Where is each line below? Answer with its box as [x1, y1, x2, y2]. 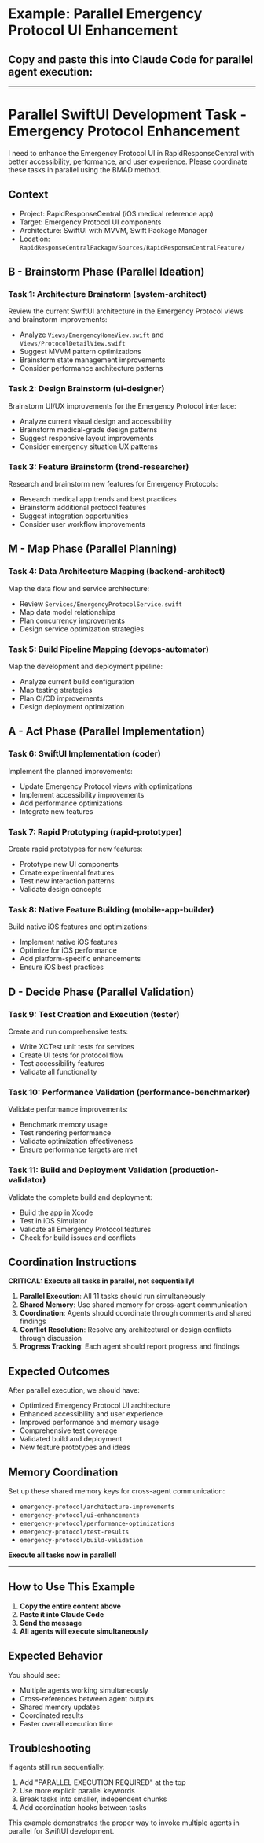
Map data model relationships [19, 607, 116, 616]
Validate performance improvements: [8, 1105, 128, 1114]
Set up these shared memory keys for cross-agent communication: [8, 1486, 225, 1496]
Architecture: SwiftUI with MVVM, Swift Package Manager [19, 225, 208, 235]
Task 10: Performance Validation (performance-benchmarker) [8, 1086, 251, 1097]
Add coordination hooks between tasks [19, 1803, 147, 1812]
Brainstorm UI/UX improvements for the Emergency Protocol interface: [8, 401, 237, 410]
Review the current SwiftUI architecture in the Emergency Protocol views [8, 306, 244, 316]
